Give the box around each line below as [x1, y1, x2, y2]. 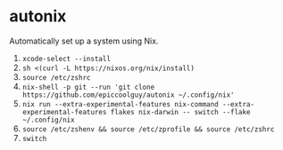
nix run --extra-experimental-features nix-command [21, 99, 219, 108]
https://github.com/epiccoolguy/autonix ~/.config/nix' [21, 91, 235, 99]
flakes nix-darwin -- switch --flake [110, 107, 251, 116]
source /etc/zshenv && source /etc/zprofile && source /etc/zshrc [21, 124, 275, 134]
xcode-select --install [21, 54, 112, 63]
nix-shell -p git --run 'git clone [21, 83, 155, 91]
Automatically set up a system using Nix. [9, 36, 159, 46]
